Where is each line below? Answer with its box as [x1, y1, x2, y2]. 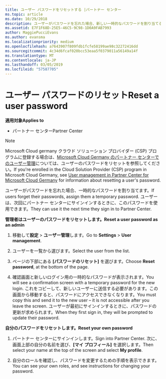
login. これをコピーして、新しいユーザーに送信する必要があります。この [12, 285, 159, 291]
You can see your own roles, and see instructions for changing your [12, 363, 150, 369]
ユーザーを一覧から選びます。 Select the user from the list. [12, 248, 130, 254]
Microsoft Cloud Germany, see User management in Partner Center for [5, 172, 149, 178]
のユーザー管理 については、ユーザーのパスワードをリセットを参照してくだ [5, 160, 156, 166]
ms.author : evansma [5, 35, 45, 40]
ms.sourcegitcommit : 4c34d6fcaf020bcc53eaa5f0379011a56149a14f [5, 48, 138, 53]
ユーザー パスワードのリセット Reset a [5, 90, 160, 101]
